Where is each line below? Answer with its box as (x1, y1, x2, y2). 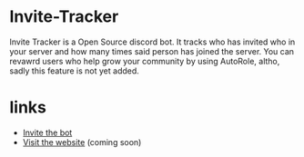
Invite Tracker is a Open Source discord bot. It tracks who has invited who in (9, 36, 296, 47)
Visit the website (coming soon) (22, 136, 142, 147)
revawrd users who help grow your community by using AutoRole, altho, (9, 55, 280, 66)
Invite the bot (22, 127, 73, 138)
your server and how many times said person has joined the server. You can (9, 45, 294, 56)
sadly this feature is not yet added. (9, 65, 139, 76)
